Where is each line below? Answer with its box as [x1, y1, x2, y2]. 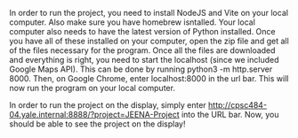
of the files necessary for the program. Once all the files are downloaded [9, 45, 276, 56]
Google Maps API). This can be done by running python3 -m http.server [9, 64, 273, 74]
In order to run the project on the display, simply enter [9, 100, 206, 110]
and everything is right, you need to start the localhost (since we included [9, 55, 279, 65]
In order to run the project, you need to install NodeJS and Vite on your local [9, 8, 289, 18]
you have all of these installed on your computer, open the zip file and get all [9, 35, 289, 46]
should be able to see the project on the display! [9, 119, 186, 129]
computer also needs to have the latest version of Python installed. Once [9, 27, 276, 36]
